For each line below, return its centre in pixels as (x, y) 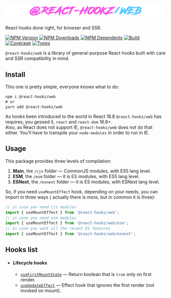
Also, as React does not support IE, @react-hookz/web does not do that (79, 128)
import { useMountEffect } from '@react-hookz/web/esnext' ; (71, 234)
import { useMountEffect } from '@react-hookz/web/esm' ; (67, 223)
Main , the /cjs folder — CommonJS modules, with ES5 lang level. (82, 171)
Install (15, 74)
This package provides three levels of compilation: (58, 161)
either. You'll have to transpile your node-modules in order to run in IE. (77, 133)
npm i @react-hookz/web (31, 97)
